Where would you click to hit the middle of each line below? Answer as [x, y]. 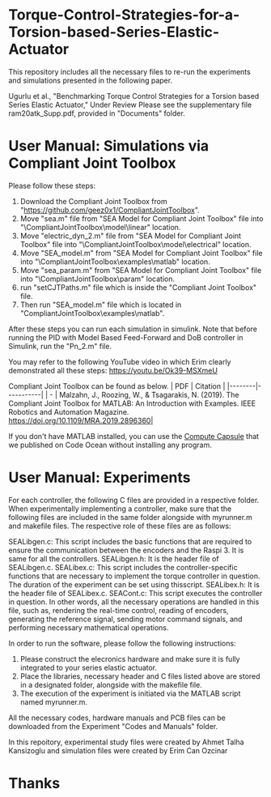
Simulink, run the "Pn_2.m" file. [60, 346]
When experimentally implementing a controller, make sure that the [120, 509]
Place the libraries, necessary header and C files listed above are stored [140, 676]
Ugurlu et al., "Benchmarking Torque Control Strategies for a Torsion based [134, 96]
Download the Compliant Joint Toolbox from [93, 201]
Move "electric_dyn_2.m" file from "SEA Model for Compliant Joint [130, 236]
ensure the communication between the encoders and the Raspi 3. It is [126, 550]
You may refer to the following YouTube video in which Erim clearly [120, 361]
